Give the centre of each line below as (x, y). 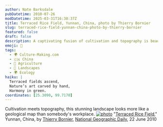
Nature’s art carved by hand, (40, 86)
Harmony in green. (28, 91)
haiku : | (14, 77)
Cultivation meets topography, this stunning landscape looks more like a (77, 109)
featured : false (21, 32)
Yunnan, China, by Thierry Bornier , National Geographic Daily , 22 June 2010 (81, 119)
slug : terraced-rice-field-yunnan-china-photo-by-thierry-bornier (73, 28)
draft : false (18, 37)
